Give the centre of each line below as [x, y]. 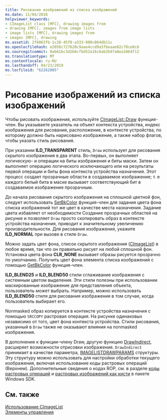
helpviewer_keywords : [28, 19]
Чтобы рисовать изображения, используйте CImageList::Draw [71, 119]
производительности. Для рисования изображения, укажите [70, 229]
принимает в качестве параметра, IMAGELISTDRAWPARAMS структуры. [82, 352]
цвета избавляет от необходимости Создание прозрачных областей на [82, 213]
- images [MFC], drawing [31, 38]
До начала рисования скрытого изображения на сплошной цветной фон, [83, 197]
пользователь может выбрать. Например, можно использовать [73, 291]
